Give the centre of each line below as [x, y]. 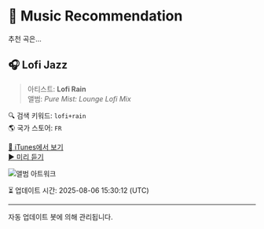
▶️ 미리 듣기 [26, 157]
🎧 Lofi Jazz [38, 65]
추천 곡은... [25, 39]
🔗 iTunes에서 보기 [36, 147]
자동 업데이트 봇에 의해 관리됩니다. [60, 216]
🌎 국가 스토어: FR [35, 127]
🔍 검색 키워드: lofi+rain [47, 115]
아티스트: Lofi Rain [57, 89]
